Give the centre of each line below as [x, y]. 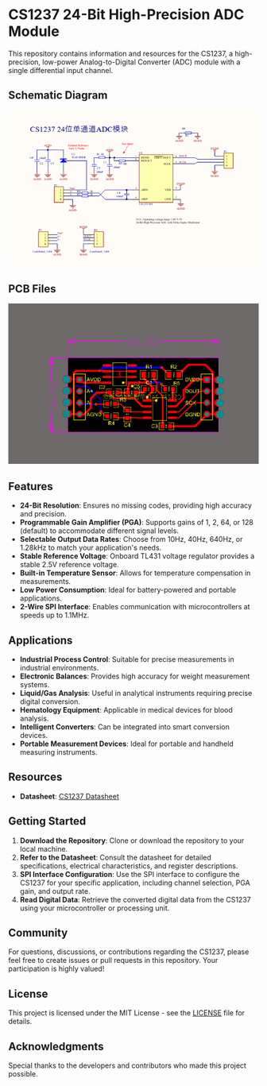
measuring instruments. [58, 752]
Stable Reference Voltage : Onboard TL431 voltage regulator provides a [137, 556]
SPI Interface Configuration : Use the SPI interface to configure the [130, 874]
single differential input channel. [61, 70]
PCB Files [32, 289]
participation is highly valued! [56, 969]
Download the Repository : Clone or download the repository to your [132, 841]
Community [38, 932]
